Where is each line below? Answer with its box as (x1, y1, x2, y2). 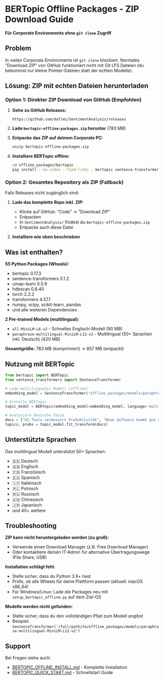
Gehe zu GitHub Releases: (12, 108, 67, 113)
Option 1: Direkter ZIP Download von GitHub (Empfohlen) (5, 96, 142, 103)
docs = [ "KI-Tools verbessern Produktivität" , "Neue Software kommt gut (5, 417, 156, 422)
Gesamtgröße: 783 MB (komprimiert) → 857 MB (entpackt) (5, 346, 124, 351)
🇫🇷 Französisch (12, 469, 46, 475)
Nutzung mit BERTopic (5, 360, 75, 368)
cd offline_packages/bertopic (12, 163, 74, 168)
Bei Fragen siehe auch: (5, 655, 51, 661)
